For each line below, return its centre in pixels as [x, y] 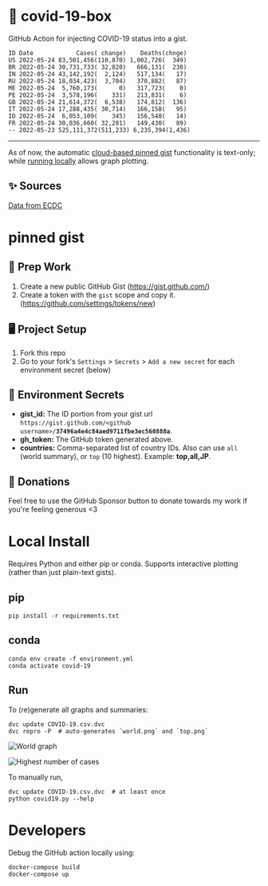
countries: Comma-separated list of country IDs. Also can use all [128, 448]
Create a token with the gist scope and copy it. [97, 294]
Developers [47, 830]
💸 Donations [39, 482]
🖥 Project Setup [47, 330]
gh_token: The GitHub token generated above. [97, 440]
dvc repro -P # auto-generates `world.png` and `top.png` [108, 731]
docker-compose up [39, 874]
